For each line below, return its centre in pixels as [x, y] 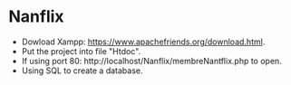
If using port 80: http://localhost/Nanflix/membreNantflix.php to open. [151, 61]
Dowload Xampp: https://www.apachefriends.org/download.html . [143, 42]
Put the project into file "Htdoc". [81, 51]
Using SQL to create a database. [82, 71]
